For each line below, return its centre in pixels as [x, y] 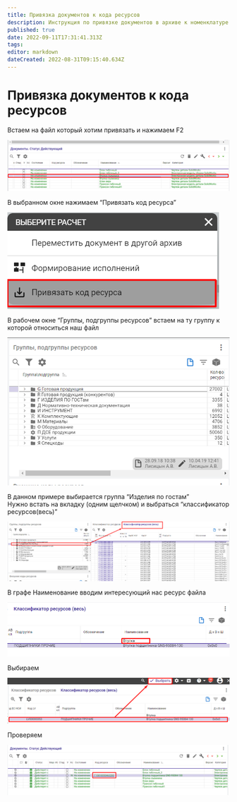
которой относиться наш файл [53, 328]
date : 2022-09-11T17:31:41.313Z [55, 37]
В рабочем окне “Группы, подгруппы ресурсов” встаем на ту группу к [114, 321]
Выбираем [23, 668]
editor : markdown [33, 52]
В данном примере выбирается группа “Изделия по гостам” [98, 496]
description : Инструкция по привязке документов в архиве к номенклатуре [118, 22]
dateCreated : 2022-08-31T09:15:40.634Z [66, 60]
